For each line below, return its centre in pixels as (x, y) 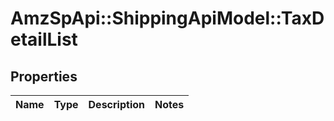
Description (116, 104)
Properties (44, 76)
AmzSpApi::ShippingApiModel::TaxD (167, 18)
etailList (44, 39)
